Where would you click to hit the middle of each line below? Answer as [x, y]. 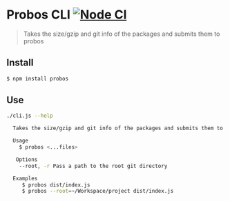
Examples [25, 178]
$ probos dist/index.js [56, 185]
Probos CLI [38, 15]
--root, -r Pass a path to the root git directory [93, 166]
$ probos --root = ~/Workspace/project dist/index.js [98, 191]
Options [27, 159]
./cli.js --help [30, 116]
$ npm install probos [38, 78]
